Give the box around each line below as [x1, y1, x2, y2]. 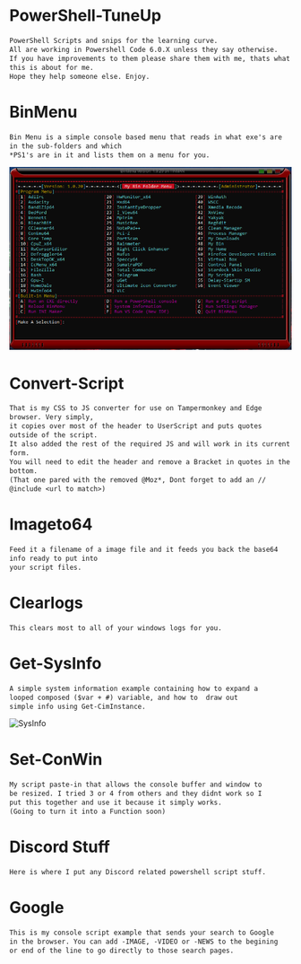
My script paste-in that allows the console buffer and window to [9, 780, 262, 790]
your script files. [9, 563, 82, 573]
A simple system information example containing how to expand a [9, 684, 258, 694]
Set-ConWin [9, 749, 103, 770]
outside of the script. [9, 431, 99, 440]
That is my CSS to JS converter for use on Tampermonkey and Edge [9, 404, 262, 413]
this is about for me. [9, 63, 94, 72]
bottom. [9, 467, 39, 476]
